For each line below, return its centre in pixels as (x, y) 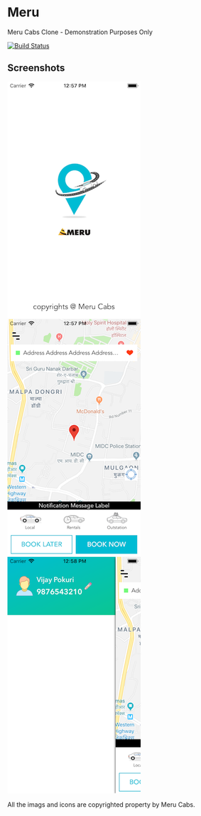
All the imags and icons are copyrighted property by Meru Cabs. (101, 804)
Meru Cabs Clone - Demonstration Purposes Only (80, 32)
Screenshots (36, 68)
